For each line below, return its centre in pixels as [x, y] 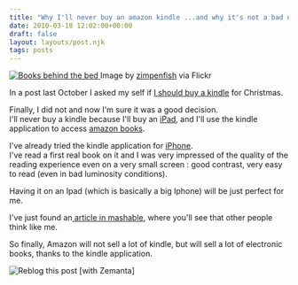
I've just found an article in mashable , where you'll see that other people [141, 218]
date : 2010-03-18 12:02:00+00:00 [71, 26]
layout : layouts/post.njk [57, 42]
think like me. [33, 227]
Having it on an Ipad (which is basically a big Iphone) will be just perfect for [147, 191]
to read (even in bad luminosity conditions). [89, 174]
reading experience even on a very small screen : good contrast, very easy [146, 165]
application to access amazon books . [77, 128]
